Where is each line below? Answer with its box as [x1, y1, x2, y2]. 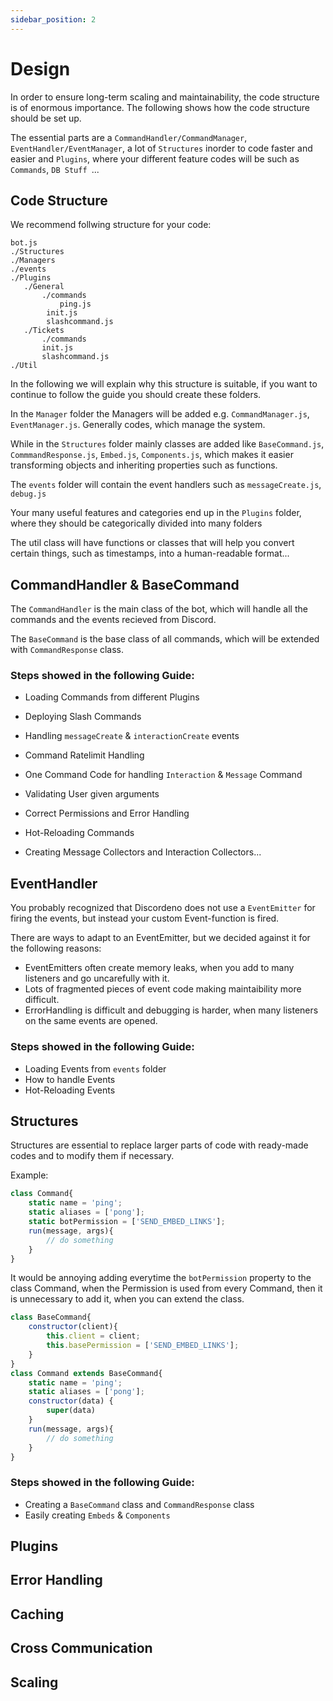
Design [10, 57, 71, 80]
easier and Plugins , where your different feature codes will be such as [10, 152, 300, 165]
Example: [10, 1169, 49, 1181]
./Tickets [23, 326, 65, 336]
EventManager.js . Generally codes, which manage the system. [10, 419, 266, 431]
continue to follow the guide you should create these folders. [10, 389, 262, 401]
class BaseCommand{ [10, 1312, 92, 1323]
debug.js [10, 489, 47, 500]
